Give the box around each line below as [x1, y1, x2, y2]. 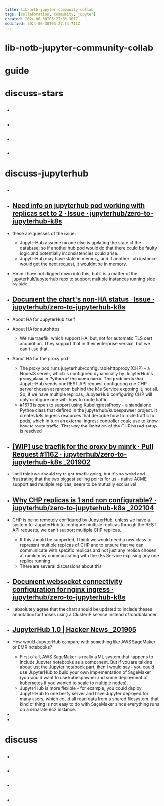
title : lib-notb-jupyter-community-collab [5, 7, 94, 12]
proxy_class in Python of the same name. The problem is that [19, 376, 144, 381]
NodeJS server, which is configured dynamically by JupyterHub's [19, 370, 153, 376]
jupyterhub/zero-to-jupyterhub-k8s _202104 [12, 503, 154, 512]
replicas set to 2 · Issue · [12, 209, 89, 218]
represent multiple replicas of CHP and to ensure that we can [19, 542, 144, 548]
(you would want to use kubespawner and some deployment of [19, 674, 148, 680]
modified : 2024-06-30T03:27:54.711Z [5, 21, 80, 26]
